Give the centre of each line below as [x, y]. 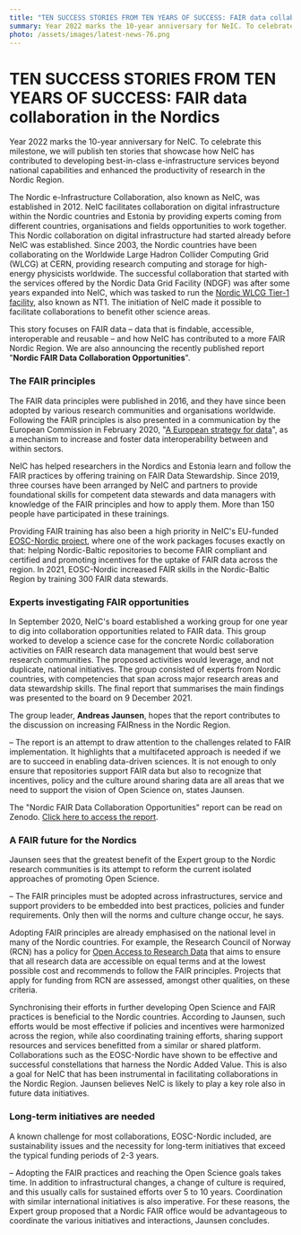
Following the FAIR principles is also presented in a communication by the [145, 419]
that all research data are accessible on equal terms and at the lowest [138, 961]
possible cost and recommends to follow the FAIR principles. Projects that [145, 971]
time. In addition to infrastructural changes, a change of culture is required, [148, 1182]
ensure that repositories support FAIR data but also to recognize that [135, 771]
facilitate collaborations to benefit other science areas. [110, 312]
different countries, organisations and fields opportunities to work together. [148, 226]
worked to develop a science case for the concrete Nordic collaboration [142, 640]
